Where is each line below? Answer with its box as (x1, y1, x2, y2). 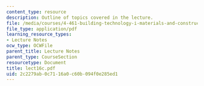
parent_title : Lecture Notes (6, 48, 80, 55)
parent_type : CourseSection (6, 54, 78, 60)
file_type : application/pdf (6, 25, 78, 32)
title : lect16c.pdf (6, 65, 56, 71)
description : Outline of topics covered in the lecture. (6, 15, 154, 21)
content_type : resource (6, 8, 67, 15)
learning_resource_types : (6, 31, 72, 38)
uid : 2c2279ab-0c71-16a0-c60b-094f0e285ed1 (6, 71, 118, 77)
